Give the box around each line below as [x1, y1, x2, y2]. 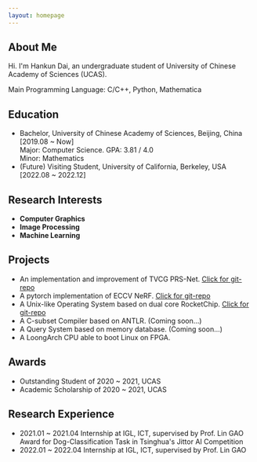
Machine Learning [19, 231, 81, 240]
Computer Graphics [19, 214, 85, 224]
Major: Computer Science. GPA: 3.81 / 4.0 [19, 145, 154, 155]
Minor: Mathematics [19, 154, 85, 163]
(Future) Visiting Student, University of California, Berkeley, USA [19, 162, 227, 171]
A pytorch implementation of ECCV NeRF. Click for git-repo [19, 291, 211, 300]
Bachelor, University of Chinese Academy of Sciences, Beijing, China [19, 129, 243, 138]
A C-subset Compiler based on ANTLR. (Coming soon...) [19, 316, 202, 325]
